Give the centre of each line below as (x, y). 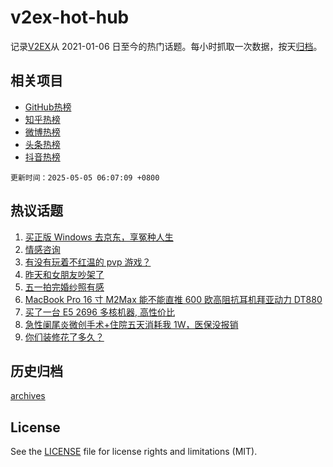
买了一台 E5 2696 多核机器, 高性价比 (99, 312)
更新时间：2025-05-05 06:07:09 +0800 (85, 177)
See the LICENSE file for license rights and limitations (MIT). (134, 452)
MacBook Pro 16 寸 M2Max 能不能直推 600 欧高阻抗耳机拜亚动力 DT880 (173, 299)
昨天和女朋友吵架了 (64, 274)
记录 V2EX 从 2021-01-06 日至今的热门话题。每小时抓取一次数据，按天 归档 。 (166, 46)
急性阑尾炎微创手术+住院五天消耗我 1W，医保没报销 (131, 324)
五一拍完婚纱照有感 (64, 287)
